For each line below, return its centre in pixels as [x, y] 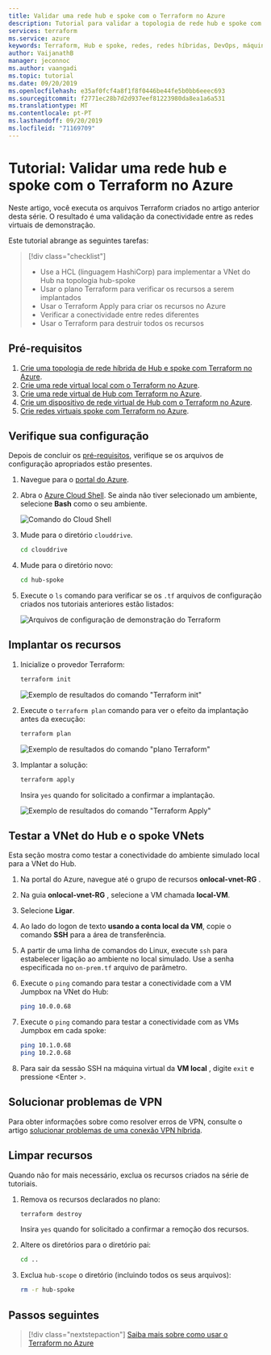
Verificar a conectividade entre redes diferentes [120, 315]
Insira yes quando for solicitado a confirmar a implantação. [117, 794]
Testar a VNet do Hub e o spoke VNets [106, 836]
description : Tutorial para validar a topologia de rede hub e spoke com [135, 23]
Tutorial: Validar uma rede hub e [118, 168]
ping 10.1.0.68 [46, 1045]
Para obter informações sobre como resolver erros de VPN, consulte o [125, 1121]
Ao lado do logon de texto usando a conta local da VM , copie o [125, 926]
